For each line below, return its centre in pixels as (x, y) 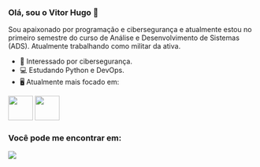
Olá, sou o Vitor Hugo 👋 (53, 13)
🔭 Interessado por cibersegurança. (76, 61)
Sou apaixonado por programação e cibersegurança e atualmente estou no (130, 30)
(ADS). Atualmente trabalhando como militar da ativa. (95, 46)
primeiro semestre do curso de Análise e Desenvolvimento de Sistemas (124, 38)
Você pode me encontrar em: (65, 138)
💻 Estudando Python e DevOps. (72, 71)
